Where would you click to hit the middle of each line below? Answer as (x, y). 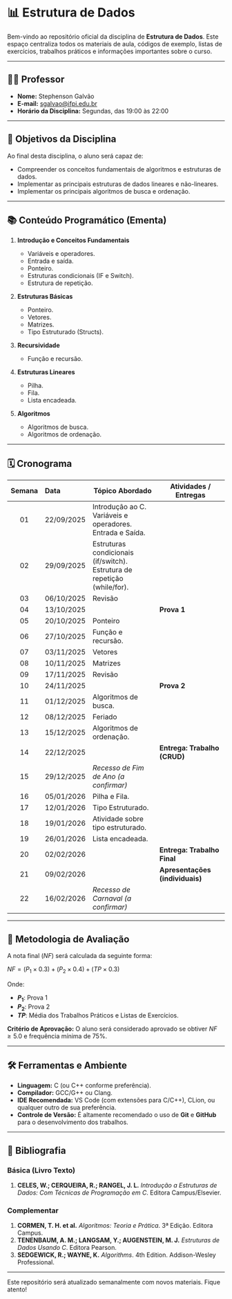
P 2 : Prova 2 (33, 1007)
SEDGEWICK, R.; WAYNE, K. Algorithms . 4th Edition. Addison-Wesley (116, 1255)
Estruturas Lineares (46, 372)
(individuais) (181, 878)
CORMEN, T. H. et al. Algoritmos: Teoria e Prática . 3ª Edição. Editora (115, 1226)
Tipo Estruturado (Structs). (65, 332)
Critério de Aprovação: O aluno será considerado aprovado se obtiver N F (112, 1029)
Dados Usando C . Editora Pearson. (67, 1248)
